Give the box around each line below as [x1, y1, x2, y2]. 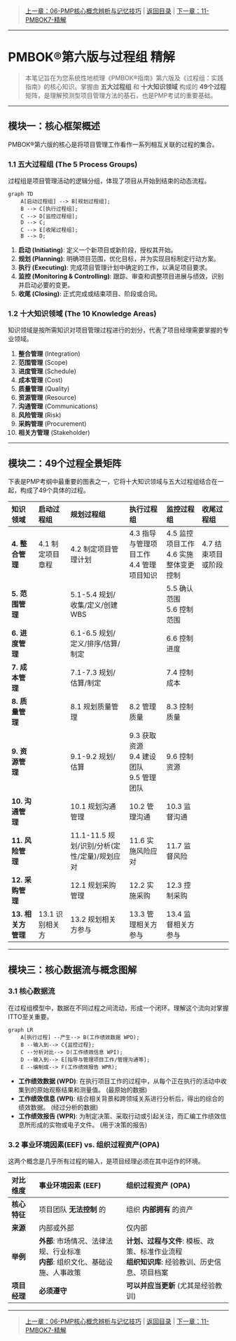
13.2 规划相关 [70, 915, 116, 924]
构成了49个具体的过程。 [20, 486, 90, 494]
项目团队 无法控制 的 [39, 1204, 106, 1214]
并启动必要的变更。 [18, 281, 74, 289]
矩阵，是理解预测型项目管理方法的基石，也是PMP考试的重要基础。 [25, 91, 217, 99]
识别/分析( [80, 841, 114, 851]
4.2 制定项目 [70, 544, 111, 554]
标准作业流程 [140, 1246, 183, 1256]
